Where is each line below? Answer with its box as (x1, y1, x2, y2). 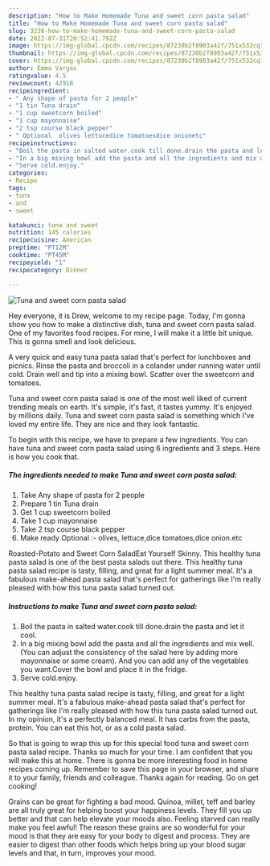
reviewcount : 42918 (8, 79, 74, 87)
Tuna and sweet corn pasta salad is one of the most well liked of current (8, 393, 247, 403)
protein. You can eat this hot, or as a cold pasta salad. (8, 723, 186, 733)
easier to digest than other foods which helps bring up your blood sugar (8, 839, 247, 850)
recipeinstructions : (8, 139, 78, 147)
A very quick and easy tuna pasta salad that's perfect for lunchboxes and (8, 352, 252, 362)
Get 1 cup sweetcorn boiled (19, 508, 111, 517)
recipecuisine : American (8, 236, 92, 244)
